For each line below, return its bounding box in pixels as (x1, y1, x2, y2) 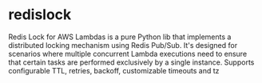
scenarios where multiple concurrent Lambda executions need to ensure (8, 49, 248, 58)
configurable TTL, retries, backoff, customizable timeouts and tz (8, 65, 220, 75)
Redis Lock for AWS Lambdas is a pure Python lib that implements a (8, 32, 232, 41)
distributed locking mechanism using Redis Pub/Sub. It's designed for (8, 40, 238, 49)
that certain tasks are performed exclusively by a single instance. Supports (8, 57, 255, 67)
